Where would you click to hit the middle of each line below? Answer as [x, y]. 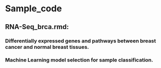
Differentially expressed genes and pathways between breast [81, 41]
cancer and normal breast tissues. [47, 47]
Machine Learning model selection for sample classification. [79, 60]
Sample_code [34, 9]
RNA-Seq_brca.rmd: [37, 27]
